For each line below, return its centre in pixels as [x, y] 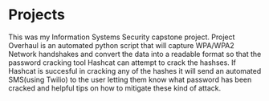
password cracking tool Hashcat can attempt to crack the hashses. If [122, 63]
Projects [37, 15]
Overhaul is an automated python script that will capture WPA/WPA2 [121, 45]
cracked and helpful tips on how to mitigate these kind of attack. [115, 88]
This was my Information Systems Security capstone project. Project [122, 37]
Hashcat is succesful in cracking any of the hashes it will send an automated [135, 71]
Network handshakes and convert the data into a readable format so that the [135, 54]
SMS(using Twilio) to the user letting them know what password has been [130, 79]
